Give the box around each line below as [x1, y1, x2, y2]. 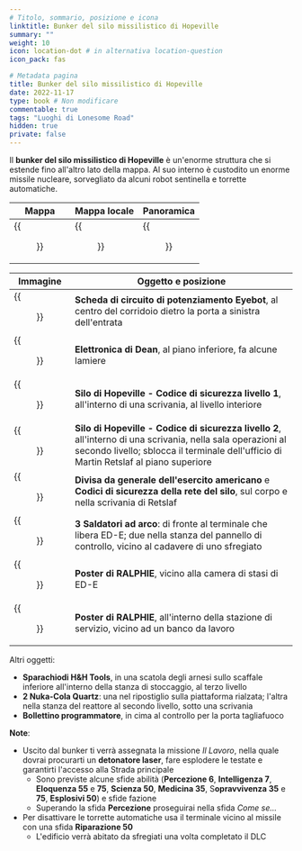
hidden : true [9, 122, 58, 131]
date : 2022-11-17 [9, 87, 75, 97]
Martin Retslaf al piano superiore [75, 456, 212, 468]
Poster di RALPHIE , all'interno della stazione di [75, 611, 272, 623]
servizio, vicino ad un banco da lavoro [75, 622, 235, 635]
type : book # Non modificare [9, 96, 119, 105]
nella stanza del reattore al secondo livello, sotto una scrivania [22, 701, 253, 711]
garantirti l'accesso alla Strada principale [22, 765, 174, 774]
